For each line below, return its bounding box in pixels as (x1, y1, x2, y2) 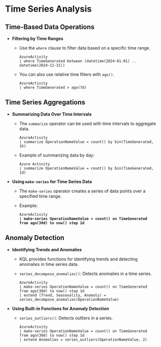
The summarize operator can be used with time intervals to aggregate (19, 121, 156, 126)
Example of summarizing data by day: (19, 152, 95, 158)
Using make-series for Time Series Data (12, 178, 92, 184)
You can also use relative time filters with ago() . (19, 71, 115, 77)
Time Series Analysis (5, 3, 92, 15)
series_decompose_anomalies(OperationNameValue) (19, 297, 119, 302)
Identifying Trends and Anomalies (12, 246, 82, 252)
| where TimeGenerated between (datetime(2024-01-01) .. (19, 59, 137, 64)
